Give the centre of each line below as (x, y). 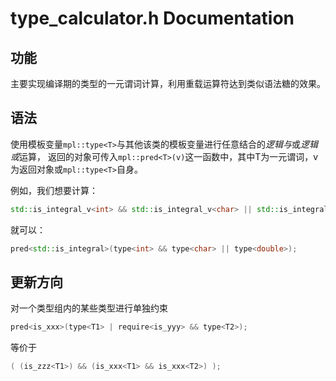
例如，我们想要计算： (54, 190)
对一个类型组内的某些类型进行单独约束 (89, 308)
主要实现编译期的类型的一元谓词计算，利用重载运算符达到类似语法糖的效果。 (168, 83)
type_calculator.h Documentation (152, 18)
